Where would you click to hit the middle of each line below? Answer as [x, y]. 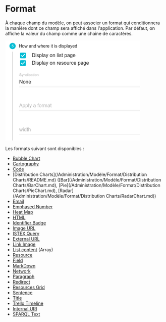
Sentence [22, 292]
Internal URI [25, 308]
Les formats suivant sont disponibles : [45, 148]
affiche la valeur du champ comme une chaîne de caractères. [69, 33]
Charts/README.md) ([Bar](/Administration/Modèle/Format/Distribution [87, 179]
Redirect [21, 282]
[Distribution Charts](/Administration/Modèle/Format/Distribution [80, 174]
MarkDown [24, 265]
